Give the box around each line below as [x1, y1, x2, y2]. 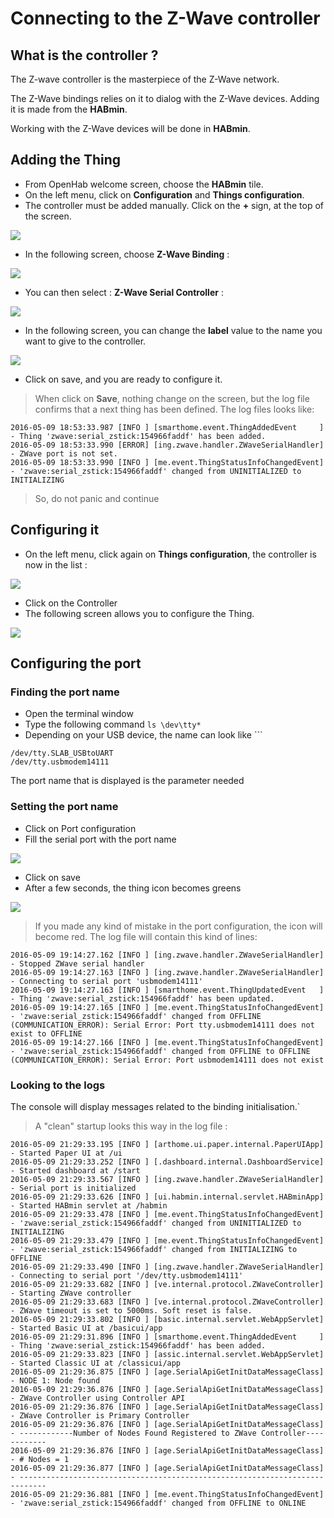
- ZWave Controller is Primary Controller [10, 1410, 190, 1421]
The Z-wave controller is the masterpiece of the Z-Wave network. [10, 73, 280, 85]
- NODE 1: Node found [10, 1375, 101, 1386]
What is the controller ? [10, 47, 159, 64]
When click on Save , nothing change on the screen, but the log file [34, 392, 310, 404]
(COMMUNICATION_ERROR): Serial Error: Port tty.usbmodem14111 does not [10, 1020, 315, 1030]
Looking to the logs [10, 1078, 106, 1092]
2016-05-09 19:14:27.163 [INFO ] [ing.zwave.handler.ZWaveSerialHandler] [10, 967, 325, 977]
